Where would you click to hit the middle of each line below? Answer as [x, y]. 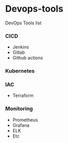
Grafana [21, 125]
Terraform [23, 96]
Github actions [28, 58]
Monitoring [19, 109]
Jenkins [21, 47]
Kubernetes [20, 71]
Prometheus [25, 120]
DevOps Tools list [23, 23]
